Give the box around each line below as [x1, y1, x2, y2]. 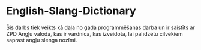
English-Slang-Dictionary [6, 4, 136, 18]
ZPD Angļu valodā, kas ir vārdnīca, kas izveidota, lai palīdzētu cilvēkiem [6, 30, 183, 37]
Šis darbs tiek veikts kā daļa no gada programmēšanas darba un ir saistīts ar [6, 24, 195, 31]
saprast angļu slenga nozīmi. [6, 36, 77, 43]
